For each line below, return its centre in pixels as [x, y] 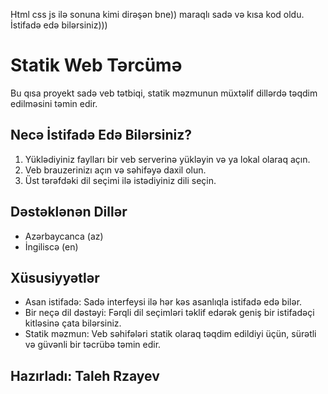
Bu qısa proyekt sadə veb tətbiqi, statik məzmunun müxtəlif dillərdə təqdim [164, 93]
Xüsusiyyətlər [55, 277]
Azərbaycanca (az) [64, 236]
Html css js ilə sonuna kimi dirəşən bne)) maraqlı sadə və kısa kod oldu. [157, 14]
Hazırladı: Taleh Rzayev [85, 375]
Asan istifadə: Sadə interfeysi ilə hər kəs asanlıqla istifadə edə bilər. [163, 302]
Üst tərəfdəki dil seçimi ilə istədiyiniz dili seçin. [120, 180]
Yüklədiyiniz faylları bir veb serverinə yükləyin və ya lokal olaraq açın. [167, 159]
